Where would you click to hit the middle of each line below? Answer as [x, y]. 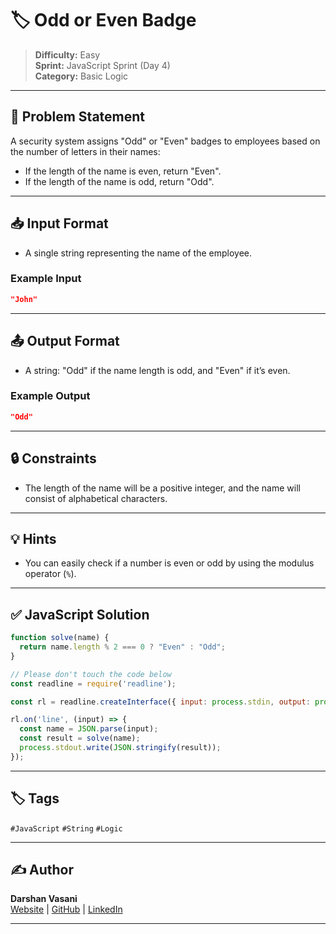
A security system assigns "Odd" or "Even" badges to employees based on [165, 141]
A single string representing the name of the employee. [138, 253]
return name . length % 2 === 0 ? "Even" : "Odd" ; [122, 647]
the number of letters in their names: [85, 151]
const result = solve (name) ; [80, 738]
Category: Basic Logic [81, 76]
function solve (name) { [60, 638]
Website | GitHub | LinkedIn [66, 909]
